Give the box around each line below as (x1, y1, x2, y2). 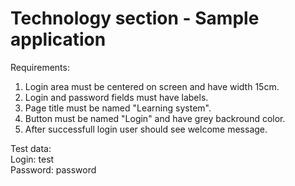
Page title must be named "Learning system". (24, 102, 212, 114)
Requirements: (10, 61, 70, 73)
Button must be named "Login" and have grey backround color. (24, 112, 286, 124)
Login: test (10, 153, 55, 165)
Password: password (10, 163, 97, 176)
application (10, 28, 107, 51)
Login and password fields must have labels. (24, 91, 209, 103)
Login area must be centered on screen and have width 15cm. (24, 80, 280, 92)
